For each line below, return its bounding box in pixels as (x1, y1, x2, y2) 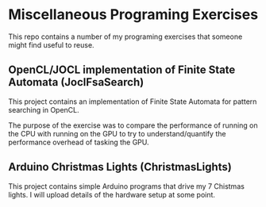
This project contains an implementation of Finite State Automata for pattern (8, 97, 257, 106)
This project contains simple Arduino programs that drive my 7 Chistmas (8, 181, 245, 191)
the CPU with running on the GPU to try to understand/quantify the (8, 128, 226, 138)
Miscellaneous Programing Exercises (8, 6, 259, 24)
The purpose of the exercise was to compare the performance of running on (8, 121, 258, 130)
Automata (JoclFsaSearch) (8, 75, 145, 89)
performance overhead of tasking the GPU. (8, 137, 149, 147)
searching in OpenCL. (8, 105, 79, 114)
